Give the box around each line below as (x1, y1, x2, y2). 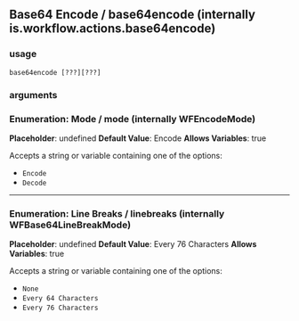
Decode (21, 178, 47, 187)
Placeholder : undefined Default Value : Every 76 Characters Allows (9, 239, 257, 250)
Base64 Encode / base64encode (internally (9, 7, 256, 22)
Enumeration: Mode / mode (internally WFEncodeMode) (9, 112, 256, 125)
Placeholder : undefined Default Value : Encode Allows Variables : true (9, 133, 267, 144)
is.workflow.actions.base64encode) (9, 21, 216, 37)
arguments (9, 88, 58, 101)
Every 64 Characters (21, 294, 99, 303)
